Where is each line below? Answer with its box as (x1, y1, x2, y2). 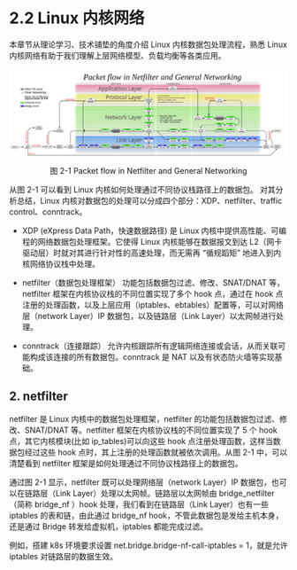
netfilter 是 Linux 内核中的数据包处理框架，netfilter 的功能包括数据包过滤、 (9, 413, 280, 424)
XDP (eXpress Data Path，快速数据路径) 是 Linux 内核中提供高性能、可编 (21, 225, 287, 236)
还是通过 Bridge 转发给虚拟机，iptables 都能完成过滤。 (9, 520, 209, 532)
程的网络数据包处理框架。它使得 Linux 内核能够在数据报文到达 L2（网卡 (21, 236, 283, 246)
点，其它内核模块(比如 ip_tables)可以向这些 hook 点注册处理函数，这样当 (9, 435, 274, 446)
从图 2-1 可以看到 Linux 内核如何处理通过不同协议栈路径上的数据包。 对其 (9, 183, 276, 195)
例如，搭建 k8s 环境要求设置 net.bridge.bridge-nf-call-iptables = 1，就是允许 (9, 540, 288, 550)
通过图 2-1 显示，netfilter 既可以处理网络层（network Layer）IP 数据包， (9, 476, 272, 488)
